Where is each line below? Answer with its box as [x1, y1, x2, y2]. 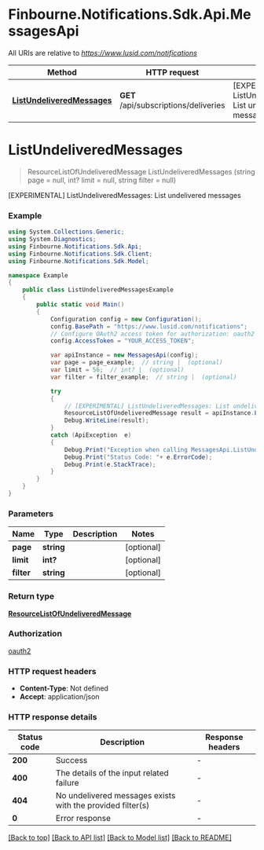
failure [55, 778, 79, 789]
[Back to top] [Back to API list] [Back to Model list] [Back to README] [8, 833, 232, 842]
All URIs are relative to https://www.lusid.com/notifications [8, 48, 198, 57]
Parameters [8, 508, 53, 519]
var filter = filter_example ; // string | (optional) [49, 373, 237, 381]
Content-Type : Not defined [19, 683, 108, 693]
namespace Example [8, 271, 68, 280]
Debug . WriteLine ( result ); [64, 416, 149, 425]
